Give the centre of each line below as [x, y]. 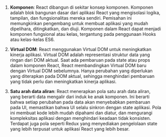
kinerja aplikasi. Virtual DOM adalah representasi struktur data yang [80, 55]
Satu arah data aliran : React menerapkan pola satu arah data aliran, [80, 91]
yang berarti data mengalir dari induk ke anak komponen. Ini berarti [80, 97]
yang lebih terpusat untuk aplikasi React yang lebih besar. [70, 129]
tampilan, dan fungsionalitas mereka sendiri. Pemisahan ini [71, 18]
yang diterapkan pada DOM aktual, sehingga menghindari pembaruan [82, 76]
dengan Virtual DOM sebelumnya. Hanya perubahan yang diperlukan [81, 71]
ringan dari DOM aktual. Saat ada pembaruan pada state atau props [80, 60]
